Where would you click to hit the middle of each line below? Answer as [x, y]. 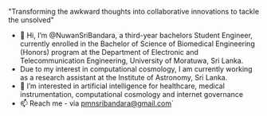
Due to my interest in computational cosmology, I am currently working [136, 69]
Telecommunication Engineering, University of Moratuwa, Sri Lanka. [132, 60]
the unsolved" [31, 20]
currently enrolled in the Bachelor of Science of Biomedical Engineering [137, 44]
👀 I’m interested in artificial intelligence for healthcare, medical [122, 86]
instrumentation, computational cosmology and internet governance [132, 94]
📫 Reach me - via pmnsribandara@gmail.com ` [96, 103]
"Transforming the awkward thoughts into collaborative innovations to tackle [134, 12]
